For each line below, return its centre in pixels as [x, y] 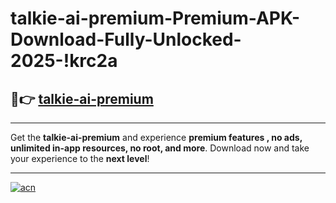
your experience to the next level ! [80, 158]
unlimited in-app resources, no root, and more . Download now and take [160, 148]
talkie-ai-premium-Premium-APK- [155, 18]
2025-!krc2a [64, 61]
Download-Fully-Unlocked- [126, 39]
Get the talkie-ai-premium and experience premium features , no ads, [156, 137]
